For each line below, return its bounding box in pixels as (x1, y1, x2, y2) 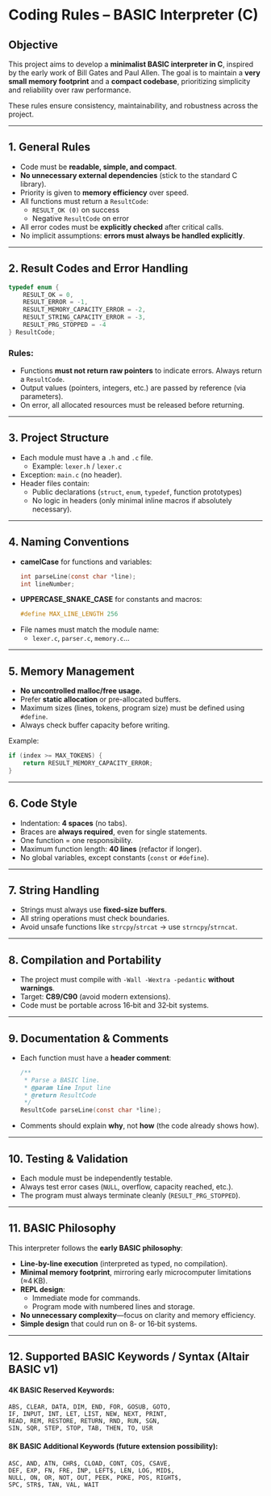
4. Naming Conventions (8, 536, 130, 549)
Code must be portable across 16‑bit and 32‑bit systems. (19, 1001, 210, 1011)
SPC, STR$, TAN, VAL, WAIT (8, 1481, 99, 1489)
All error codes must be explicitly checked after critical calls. (19, 222, 224, 231)
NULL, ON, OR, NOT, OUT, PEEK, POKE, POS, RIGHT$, (8, 1473, 182, 1481)
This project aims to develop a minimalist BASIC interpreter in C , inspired (8, 59, 254, 69)
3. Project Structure (8, 431, 109, 445)
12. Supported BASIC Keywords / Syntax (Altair (8, 1350, 250, 1364)
